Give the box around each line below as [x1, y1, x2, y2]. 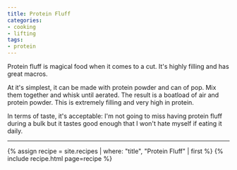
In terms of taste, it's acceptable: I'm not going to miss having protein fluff [7, 112, 222, 120]
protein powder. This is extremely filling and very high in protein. [7, 98, 194, 106]
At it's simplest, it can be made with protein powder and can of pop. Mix [7, 84, 217, 91]
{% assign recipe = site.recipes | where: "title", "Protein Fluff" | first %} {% [7, 147, 224, 155]
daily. [7, 127, 23, 135]
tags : [7, 37, 23, 44]
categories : [7, 17, 42, 24]
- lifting [7, 30, 37, 37]
